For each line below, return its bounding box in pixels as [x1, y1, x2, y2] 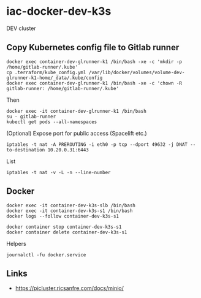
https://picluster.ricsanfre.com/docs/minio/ [15, 285, 124, 292]
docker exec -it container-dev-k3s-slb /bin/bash [6, 202, 136, 208]
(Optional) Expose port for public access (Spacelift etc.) [6, 129, 147, 137]
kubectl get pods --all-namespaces [6, 118, 97, 125]
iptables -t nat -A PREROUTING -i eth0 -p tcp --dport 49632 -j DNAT [6, 141, 188, 148]
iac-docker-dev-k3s [6, 4, 112, 18]
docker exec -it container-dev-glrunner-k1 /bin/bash [6, 108, 147, 114]
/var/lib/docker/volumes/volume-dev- [88, 69, 185, 75]
